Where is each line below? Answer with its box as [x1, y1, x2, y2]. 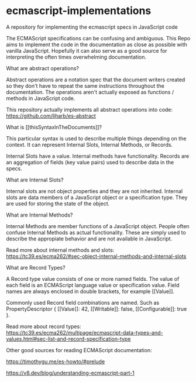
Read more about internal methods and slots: [6, 246, 115, 253]
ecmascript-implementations [6, 4, 152, 18]
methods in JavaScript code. [6, 95, 75, 102]
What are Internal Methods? [6, 211, 73, 218]
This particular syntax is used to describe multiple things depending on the [6, 135, 187, 142]
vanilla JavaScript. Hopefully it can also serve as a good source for [6, 47, 168, 54]
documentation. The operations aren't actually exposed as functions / [6, 88, 174, 95]
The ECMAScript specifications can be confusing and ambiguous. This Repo [6, 35, 191, 42]
